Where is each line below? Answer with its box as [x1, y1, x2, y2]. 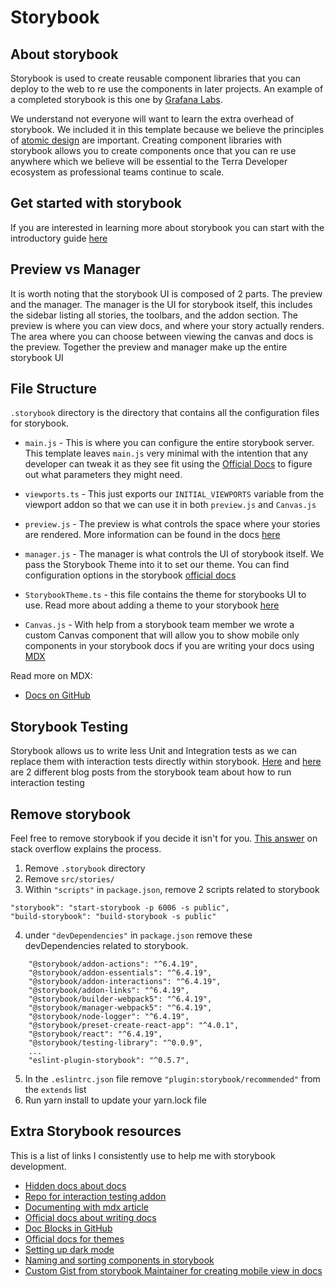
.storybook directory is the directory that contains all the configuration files [10, 407, 320, 419]
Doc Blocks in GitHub [24, 1222, 113, 1234]
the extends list [24, 1084, 87, 1096]
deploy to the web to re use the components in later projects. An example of [10, 83, 324, 95]
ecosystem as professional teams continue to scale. [10, 166, 225, 178]
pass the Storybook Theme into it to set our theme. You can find [24, 559, 290, 571]
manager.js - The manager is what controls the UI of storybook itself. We [24, 548, 325, 560]
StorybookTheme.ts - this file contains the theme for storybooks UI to [24, 589, 307, 601]
